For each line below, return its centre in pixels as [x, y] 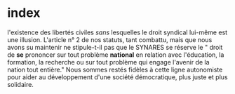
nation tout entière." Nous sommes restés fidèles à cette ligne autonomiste [115, 69]
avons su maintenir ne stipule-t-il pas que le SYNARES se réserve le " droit [115, 47]
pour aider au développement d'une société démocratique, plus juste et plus [117, 77]
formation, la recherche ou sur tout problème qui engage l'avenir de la [108, 62]
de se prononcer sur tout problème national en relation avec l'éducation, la [116, 55]
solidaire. [20, 84]
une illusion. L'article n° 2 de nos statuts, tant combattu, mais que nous [110, 39]
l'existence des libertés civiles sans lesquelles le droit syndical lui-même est [117, 32]
